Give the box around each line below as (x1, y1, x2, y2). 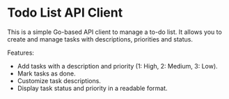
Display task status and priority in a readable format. (17, 84, 168, 92)
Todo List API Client (7, 5, 123, 21)
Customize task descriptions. (17, 76, 101, 84)
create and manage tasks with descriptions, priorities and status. (7, 35, 194, 43)
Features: (7, 48, 35, 57)
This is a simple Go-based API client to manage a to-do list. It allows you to (7, 28, 223, 36)
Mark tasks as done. (17, 69, 76, 78)
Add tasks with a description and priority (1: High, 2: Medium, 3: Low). (17, 62, 218, 70)
